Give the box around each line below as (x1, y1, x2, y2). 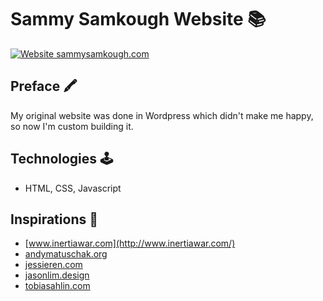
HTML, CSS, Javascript (24, 182, 122, 194)
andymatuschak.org (24, 248, 108, 260)
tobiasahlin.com (24, 280, 91, 292)
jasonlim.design (24, 269, 90, 281)
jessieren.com (24, 259, 83, 271)
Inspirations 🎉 (10, 211, 98, 228)
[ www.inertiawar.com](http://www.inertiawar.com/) (24, 237, 236, 250)
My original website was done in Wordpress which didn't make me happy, (10, 109, 314, 121)
